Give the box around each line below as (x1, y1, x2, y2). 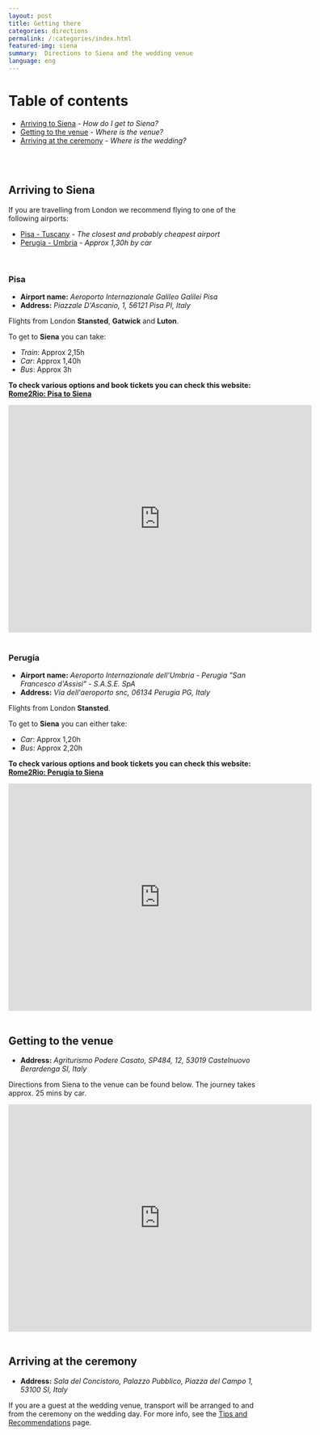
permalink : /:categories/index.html (8, 34, 132, 43)
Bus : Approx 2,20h (19, 743, 83, 753)
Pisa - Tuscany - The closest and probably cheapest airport (19, 229, 221, 238)
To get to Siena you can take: (8, 331, 107, 341)
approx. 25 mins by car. (8, 1088, 87, 1098)
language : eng (8, 57, 57, 65)
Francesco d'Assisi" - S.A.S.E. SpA (19, 679, 136, 689)
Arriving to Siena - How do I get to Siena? (19, 118, 159, 128)
